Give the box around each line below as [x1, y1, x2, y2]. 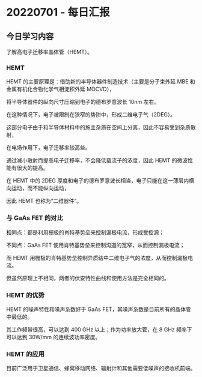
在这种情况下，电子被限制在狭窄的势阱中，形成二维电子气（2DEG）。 [6, 111, 176, 118]
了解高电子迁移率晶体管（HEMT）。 [6, 49, 93, 55]
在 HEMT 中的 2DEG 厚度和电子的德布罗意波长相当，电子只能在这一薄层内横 [6, 177, 194, 184]
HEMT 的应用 [6, 349, 45, 358]
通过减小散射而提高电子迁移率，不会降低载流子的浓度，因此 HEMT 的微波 [6, 157, 188, 164]
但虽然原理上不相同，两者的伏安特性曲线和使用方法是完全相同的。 [6, 274, 170, 282]
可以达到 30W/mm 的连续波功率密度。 [6, 333, 101, 340]
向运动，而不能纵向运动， [6, 184, 70, 192]
